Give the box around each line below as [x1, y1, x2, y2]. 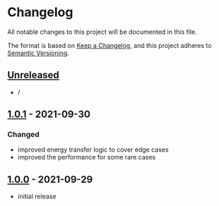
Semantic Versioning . [7, 49, 69, 57]
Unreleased [7, 69, 60, 81]
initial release [17, 192, 57, 201]
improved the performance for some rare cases [17, 153, 156, 162]
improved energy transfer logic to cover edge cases [17, 145, 169, 154]
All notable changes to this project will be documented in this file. [7, 28, 198, 36]
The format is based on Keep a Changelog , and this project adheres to [7, 41, 212, 49]
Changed [7, 130, 40, 140]
